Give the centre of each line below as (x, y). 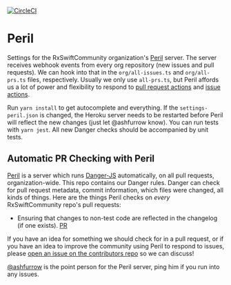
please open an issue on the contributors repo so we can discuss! (101, 253)
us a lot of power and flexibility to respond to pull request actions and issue (114, 87)
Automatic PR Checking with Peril (81, 159)
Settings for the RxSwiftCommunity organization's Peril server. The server (112, 57)
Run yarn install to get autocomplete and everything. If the (93, 108)
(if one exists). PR (42, 225)
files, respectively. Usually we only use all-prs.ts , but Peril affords (123, 79)
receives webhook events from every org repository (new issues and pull (111, 65)
